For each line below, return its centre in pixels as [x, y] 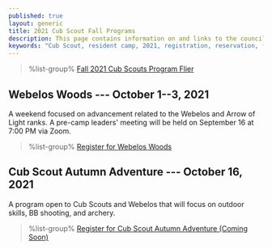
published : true [36, 16]
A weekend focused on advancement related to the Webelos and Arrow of [132, 113]
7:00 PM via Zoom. [40, 131]
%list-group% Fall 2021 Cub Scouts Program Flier [111, 69]
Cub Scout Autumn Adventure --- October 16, [125, 172]
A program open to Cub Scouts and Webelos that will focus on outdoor [126, 204]
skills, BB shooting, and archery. [62, 213]
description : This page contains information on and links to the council [137, 38]
